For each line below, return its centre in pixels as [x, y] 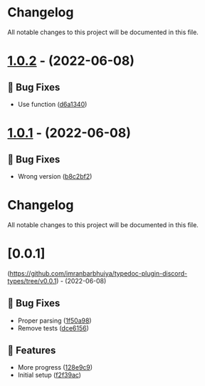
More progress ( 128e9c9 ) [55, 367]
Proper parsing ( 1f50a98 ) [54, 320]
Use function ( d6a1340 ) [52, 104]
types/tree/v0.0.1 [32, 281]
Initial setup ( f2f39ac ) [49, 375]
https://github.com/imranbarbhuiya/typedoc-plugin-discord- [98, 273]
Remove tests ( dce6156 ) [53, 328]
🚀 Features [32, 351]
